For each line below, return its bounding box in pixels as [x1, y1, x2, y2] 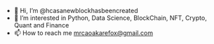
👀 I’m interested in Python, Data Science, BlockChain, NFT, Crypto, [13, 14, 207, 22]
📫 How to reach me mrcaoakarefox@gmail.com [13, 29, 153, 37]
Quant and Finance [13, 21, 69, 29]
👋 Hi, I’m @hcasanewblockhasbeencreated [13, 7, 138, 14]
